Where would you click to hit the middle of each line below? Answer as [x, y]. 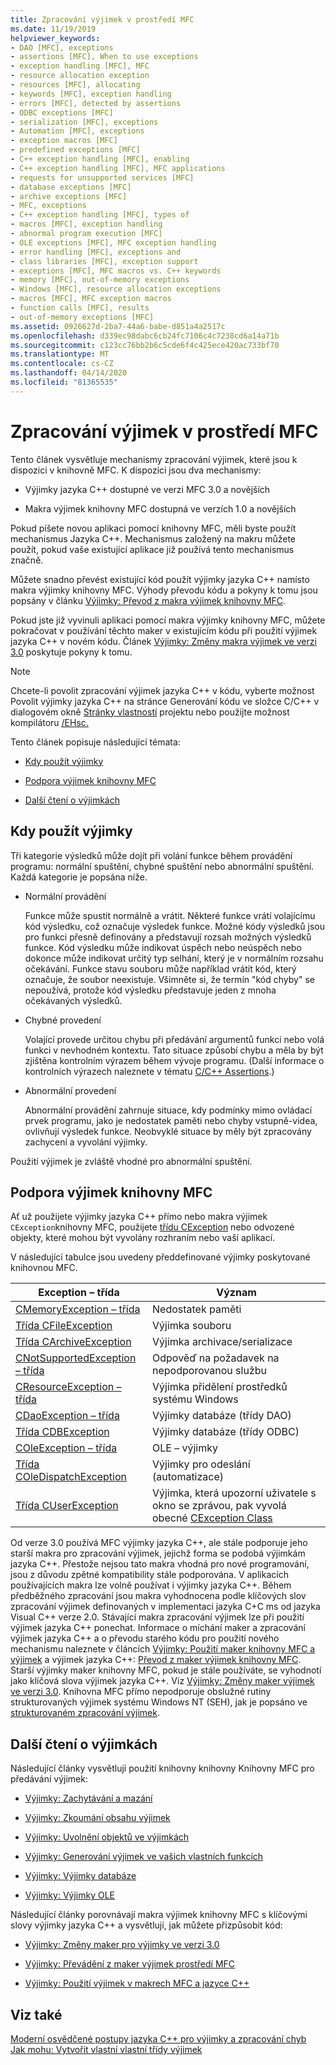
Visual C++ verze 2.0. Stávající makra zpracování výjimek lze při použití [157, 1617]
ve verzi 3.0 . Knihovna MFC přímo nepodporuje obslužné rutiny [141, 1692]
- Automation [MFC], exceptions [77, 131]
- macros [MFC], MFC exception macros [91, 299]
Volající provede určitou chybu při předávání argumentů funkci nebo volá [174, 1039]
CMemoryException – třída [78, 1309]
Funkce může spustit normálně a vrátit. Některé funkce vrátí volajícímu [170, 915]
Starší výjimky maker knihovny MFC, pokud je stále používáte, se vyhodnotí [166, 1670]
